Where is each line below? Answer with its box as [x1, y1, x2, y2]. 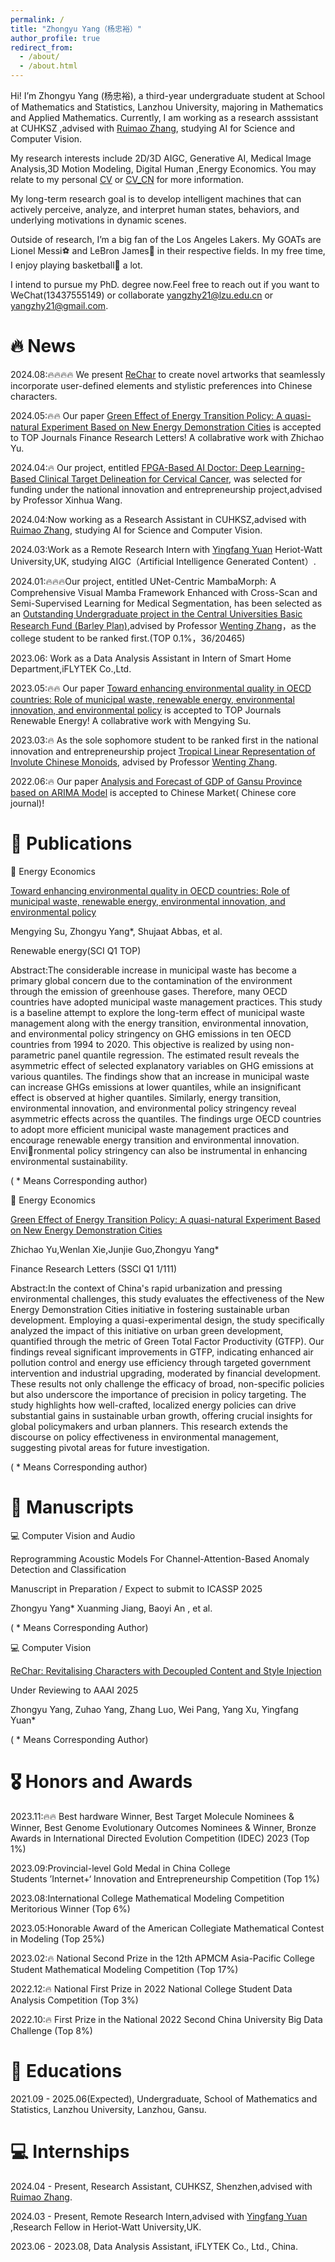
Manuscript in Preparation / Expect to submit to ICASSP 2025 [10, 1582, 263, 1595]
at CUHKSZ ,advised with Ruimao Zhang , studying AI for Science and [10, 122, 296, 134]
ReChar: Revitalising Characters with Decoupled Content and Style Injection [10, 1664, 322, 1676]
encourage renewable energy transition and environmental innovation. [10, 1134, 300, 1146]
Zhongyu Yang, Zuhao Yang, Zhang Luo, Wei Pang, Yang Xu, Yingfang [10, 1703, 299, 1715]
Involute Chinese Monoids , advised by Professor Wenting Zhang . [10, 756, 278, 768]
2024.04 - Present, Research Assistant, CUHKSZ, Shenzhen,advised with [10, 2180, 313, 2192]
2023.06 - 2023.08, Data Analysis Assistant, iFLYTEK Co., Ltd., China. [10, 2240, 298, 2252]
